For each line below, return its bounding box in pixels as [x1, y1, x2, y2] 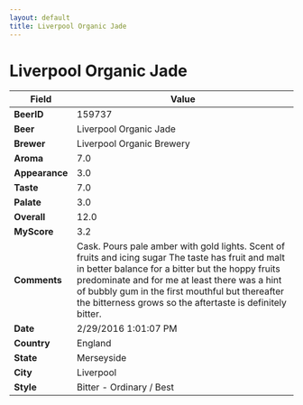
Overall [14, 211, 46, 224]
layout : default [9, 13, 70, 23]
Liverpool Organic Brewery [76, 137, 191, 150]
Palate [14, 196, 42, 208]
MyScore [14, 226, 54, 238]
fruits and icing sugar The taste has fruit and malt [76, 252, 286, 264]
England [76, 337, 112, 350]
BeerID [14, 108, 44, 121]
